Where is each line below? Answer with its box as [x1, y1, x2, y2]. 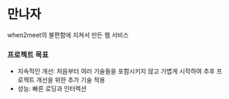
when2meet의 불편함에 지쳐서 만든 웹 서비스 [7, 31, 129, 39]
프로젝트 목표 [7, 49, 49, 59]
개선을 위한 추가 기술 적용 [36, 76, 105, 84]
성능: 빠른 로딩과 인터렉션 [17, 84, 87, 93]
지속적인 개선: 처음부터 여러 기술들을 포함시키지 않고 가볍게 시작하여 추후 [17, 67, 215, 75]
